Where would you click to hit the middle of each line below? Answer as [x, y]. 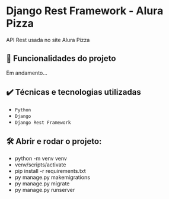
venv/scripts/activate [40, 165]
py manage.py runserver [45, 190]
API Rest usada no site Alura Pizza [48, 40]
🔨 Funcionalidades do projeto [61, 58]
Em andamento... [27, 73]
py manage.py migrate [42, 184]
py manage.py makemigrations [52, 177]
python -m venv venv [41, 159]
